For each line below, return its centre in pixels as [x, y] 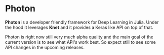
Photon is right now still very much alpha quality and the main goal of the [79, 37]
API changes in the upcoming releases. [45, 47]
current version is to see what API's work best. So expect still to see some [81, 42]
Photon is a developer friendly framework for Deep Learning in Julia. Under [82, 22]
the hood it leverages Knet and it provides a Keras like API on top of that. [79, 27]
